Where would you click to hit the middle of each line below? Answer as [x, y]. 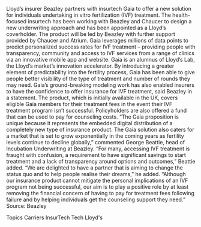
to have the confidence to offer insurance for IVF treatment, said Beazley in [99, 91]
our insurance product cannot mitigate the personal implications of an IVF [97, 180]
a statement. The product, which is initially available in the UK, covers [92, 98]
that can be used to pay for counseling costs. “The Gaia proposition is [92, 117]
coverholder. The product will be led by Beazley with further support [91, 34]
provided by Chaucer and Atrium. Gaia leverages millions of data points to [97, 40]
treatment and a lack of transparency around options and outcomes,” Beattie [101, 161]
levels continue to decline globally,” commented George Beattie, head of [95, 142]
